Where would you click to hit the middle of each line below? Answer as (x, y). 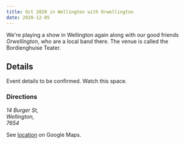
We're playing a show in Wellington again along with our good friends (93, 34)
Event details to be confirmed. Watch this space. (67, 81)
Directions (22, 97)
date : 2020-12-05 (28, 18)
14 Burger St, (22, 110)
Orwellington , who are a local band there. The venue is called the (87, 41)
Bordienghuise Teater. (34, 47)
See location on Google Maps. (44, 134)
